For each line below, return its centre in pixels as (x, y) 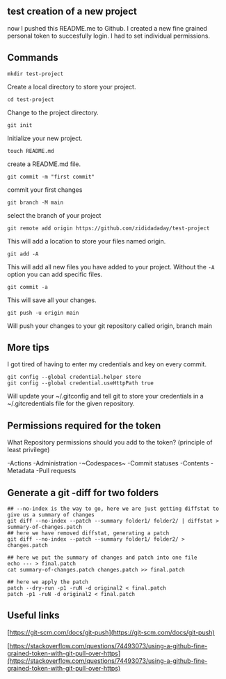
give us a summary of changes (51, 515)
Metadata (21, 471)
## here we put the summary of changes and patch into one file (102, 558)
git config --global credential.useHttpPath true (81, 383)
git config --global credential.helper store (74, 377)
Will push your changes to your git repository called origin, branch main (110, 326)
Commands (33, 58)
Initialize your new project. (45, 138)
